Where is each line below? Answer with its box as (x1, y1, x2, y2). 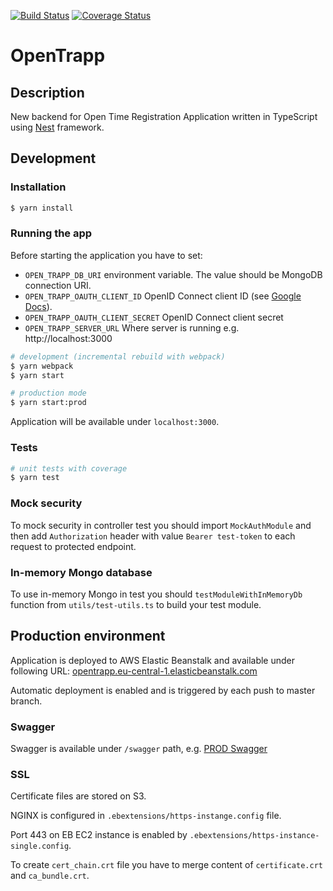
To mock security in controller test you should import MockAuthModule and (10, 519, 312, 531)
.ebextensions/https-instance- (189, 831, 320, 841)
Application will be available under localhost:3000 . (10, 416, 220, 428)
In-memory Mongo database (10, 565, 153, 579)
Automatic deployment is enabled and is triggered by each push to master (10, 684, 316, 696)
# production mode (10, 388, 87, 399)
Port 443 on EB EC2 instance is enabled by (10, 829, 188, 841)
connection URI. (24, 279, 92, 291)
